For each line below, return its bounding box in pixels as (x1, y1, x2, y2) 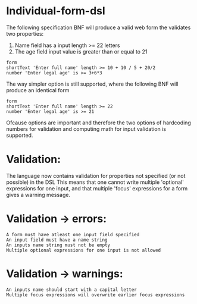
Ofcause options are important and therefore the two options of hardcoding (6, 119, 192, 126)
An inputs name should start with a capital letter (6, 287, 137, 293)
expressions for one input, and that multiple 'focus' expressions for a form (6, 184, 188, 192)
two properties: (6, 30, 44, 37)
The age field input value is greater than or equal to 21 (14, 48, 148, 55)
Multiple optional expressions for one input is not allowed (6, 247, 161, 253)
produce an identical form (6, 86, 70, 93)
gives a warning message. (6, 191, 70, 198)
